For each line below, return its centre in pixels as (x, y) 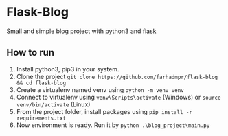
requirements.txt (41, 118)
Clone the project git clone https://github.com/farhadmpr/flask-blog (117, 76)
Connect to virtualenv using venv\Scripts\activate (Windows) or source (118, 97)
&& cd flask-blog (41, 83)
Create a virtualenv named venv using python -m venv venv (100, 89)
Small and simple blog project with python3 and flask (81, 31)
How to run (31, 53)
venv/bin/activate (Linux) (53, 104)
